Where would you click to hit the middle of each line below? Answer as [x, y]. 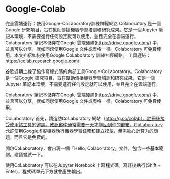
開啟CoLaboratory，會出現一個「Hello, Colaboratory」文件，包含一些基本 [82, 148]
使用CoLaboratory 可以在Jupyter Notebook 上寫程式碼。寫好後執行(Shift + [83, 165]
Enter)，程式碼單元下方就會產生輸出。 [45, 171]
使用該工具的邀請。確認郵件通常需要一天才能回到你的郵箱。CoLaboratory [86, 124]
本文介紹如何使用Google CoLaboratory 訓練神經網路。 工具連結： [82, 55]
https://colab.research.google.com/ [42, 61]
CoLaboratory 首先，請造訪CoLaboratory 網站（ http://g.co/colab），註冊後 [83, 118]
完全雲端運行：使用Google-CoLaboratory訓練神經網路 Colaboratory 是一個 [83, 23]
